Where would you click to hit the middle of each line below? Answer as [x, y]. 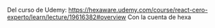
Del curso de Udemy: [37, 10]
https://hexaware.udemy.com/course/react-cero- [138, 10]
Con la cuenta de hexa [159, 17]
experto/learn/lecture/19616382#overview [67, 17]
